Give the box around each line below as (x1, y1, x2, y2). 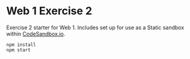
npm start (6, 46, 31, 53)
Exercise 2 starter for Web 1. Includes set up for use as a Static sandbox (6, 24, 185, 31)
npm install (6, 42, 36, 48)
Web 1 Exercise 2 (6, 4, 93, 18)
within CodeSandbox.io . (6, 30, 66, 37)
